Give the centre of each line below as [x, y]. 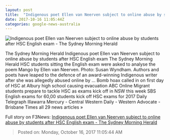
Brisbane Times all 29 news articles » [44, 107]
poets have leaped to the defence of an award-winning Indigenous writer [81, 75]
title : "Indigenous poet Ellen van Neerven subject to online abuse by [83, 15]
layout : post [19, 10]
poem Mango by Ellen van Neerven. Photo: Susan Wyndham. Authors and [82, 70]
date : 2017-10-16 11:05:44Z [35, 19]
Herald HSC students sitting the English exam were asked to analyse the [80, 64]
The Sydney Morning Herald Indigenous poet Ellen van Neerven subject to [83, 54]
